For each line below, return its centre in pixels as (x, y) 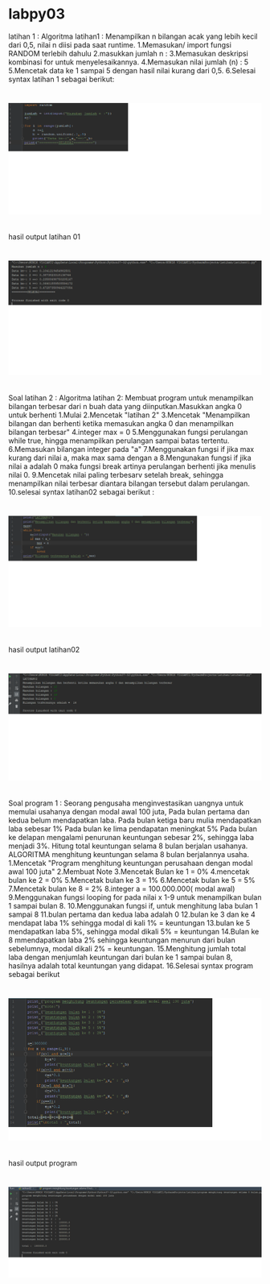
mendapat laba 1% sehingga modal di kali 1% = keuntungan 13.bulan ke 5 (129, 922)
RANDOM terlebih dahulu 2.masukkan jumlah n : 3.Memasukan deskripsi (129, 53)
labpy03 (37, 14)
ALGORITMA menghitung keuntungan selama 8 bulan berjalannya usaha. (129, 854)
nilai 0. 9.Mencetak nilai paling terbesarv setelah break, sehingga (116, 474)
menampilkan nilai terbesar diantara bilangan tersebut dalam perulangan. (129, 483)
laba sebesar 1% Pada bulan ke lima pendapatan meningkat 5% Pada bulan (133, 828)
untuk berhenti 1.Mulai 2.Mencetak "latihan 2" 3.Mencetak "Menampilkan (129, 415)
